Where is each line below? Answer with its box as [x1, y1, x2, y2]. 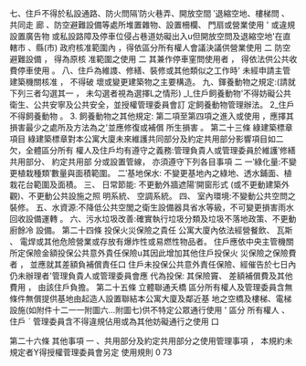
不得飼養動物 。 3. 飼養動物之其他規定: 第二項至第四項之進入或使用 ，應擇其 [9, 110, 295, 121]
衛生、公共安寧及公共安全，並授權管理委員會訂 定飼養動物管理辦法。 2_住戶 [9, 99, 295, 110]
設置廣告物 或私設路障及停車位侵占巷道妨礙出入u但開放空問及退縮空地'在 [9, 31, 283, 41]
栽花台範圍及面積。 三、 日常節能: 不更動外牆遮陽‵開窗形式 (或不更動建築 [9, 179, 282, 190]
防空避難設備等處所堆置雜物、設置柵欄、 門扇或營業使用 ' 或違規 [53, 19, 295, 30]
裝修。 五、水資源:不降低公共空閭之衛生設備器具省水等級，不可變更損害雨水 [9, 202, 294, 213]
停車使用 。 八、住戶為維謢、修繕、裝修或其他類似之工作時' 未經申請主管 [16, 65, 291, 76]
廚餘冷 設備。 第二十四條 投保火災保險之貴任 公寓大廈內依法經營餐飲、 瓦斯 [9, 225, 293, 235]
